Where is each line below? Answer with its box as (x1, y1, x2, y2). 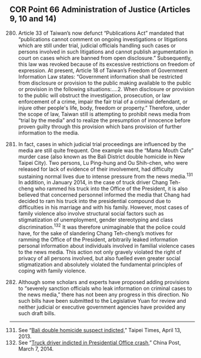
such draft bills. (18, 310, 56, 317)
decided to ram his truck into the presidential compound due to (18, 198, 171, 205)
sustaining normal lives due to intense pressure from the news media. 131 (18, 171, 193, 180)
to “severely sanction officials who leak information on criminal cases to (18, 285, 193, 292)
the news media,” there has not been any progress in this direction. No (18, 291, 189, 298)
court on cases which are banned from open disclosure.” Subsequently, (18, 54, 192, 61)
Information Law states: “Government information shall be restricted (18, 73, 183, 80)
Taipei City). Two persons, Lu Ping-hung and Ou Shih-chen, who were (18, 159, 189, 166)
